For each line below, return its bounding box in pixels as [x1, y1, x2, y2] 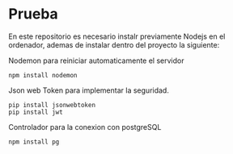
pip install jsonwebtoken [8, 101, 95, 109]
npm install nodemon [8, 71, 78, 79]
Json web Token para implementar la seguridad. [8, 85, 170, 95]
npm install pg [8, 138, 60, 146]
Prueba [8, 5, 58, 23]
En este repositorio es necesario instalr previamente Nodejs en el [8, 31, 226, 41]
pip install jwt [8, 108, 63, 116]
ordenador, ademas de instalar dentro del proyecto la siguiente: [8, 40, 220, 49]
